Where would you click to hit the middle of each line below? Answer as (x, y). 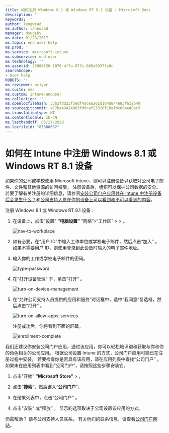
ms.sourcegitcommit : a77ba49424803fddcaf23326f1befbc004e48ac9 (73, 108)
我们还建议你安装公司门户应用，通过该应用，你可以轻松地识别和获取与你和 (82, 347)
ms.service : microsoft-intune (37, 52)
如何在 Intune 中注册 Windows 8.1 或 (81, 153)
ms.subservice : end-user (31, 57)
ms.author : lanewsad (27, 29)
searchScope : (19, 71)
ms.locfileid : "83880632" (32, 127)
